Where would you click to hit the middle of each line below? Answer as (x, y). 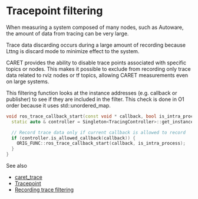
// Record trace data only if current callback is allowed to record (98, 132)
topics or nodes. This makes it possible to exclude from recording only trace (98, 68)
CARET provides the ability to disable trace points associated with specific (96, 63)
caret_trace (28, 177)
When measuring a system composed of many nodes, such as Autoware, (95, 27)
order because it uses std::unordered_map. (58, 105)
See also (17, 166)
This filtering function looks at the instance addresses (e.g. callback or (92, 93)
